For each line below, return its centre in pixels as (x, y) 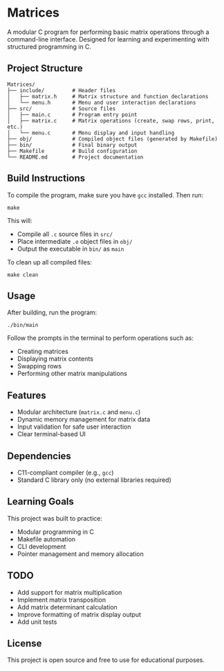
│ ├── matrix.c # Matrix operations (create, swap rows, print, (111, 120)
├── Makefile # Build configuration (72, 151)
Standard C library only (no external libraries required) (94, 480)
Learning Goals (41, 502)
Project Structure (45, 68)
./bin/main (23, 325)
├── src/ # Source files (62, 109)
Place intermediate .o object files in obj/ (75, 241)
